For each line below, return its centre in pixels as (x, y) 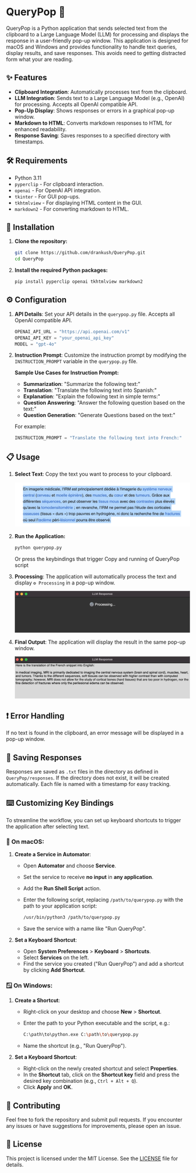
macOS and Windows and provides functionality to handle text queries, (92, 47)
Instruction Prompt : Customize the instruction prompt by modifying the (100, 355)
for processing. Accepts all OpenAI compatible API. (76, 104)
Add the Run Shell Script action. (62, 888)
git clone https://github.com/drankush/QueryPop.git (80, 253)
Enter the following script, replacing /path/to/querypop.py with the (103, 900)
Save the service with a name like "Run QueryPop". (85, 928)
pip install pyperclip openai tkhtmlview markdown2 (78, 282)
